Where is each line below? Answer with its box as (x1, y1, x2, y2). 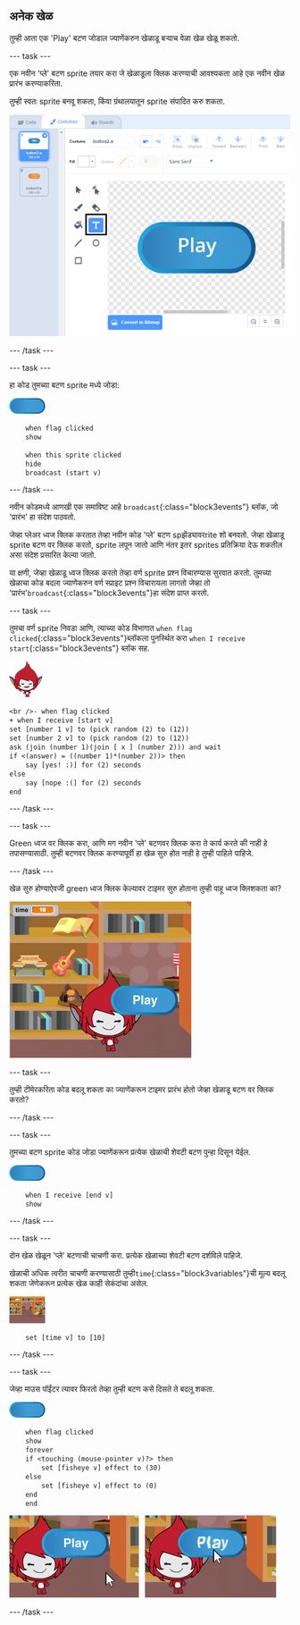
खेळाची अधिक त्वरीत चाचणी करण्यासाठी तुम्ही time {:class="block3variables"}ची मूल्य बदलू (9, 1268, 286, 1279)
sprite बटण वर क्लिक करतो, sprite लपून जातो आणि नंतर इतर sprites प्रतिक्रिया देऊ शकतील (9, 540, 283, 551)
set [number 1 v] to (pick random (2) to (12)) (9, 725, 190, 734)
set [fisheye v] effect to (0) (41, 1481, 158, 1491)
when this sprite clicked (25, 450, 122, 460)
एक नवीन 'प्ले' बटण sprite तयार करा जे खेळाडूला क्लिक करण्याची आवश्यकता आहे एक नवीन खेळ (9, 68, 286, 79)
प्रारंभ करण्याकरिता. (9, 78, 63, 88)
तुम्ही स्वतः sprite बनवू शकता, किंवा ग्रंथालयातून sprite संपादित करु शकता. (9, 96, 226, 106)
